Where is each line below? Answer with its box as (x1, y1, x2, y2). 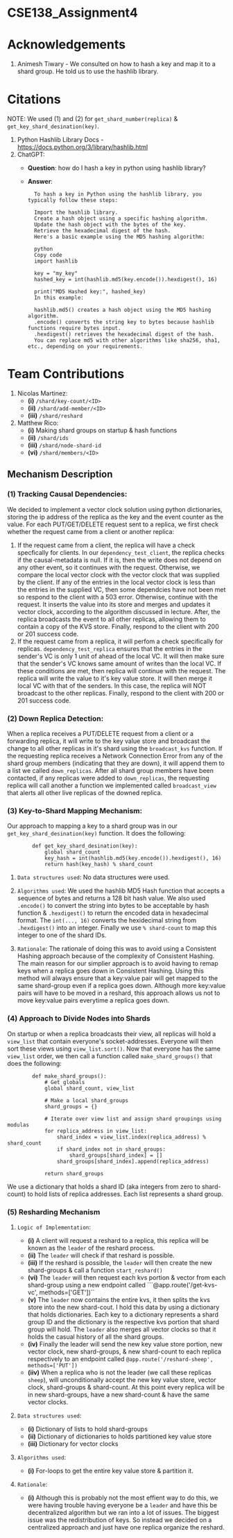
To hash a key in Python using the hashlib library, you (33, 191, 202, 198)
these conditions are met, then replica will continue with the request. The (17, 666, 226, 675)
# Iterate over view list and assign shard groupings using (44, 1115, 222, 1122)
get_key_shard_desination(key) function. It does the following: (7, 829, 186, 838)
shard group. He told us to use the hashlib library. (17, 68, 159, 76)
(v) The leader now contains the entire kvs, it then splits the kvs (27, 1295, 210, 1303)
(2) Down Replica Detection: (7, 714, 104, 723)
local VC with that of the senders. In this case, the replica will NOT (17, 681, 207, 690)
